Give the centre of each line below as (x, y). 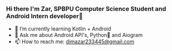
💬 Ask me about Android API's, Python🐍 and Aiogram (79, 35)
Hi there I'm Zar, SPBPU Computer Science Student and (86, 9)
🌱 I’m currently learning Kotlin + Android (63, 29)
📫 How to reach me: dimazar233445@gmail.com (74, 42)
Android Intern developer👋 (44, 16)
